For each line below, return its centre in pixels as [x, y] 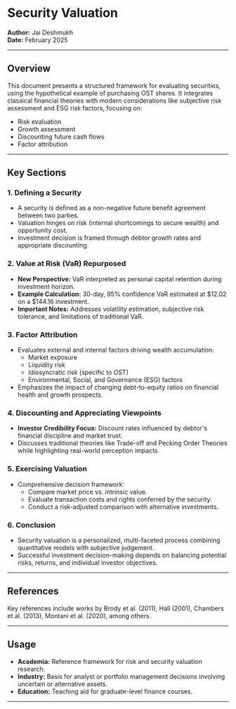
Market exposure [52, 357]
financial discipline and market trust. [70, 436]
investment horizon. [46, 286]
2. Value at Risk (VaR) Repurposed [67, 264]
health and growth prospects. [60, 395]
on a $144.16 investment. [53, 301]
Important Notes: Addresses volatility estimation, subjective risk [111, 309]
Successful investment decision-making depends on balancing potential [122, 555]
